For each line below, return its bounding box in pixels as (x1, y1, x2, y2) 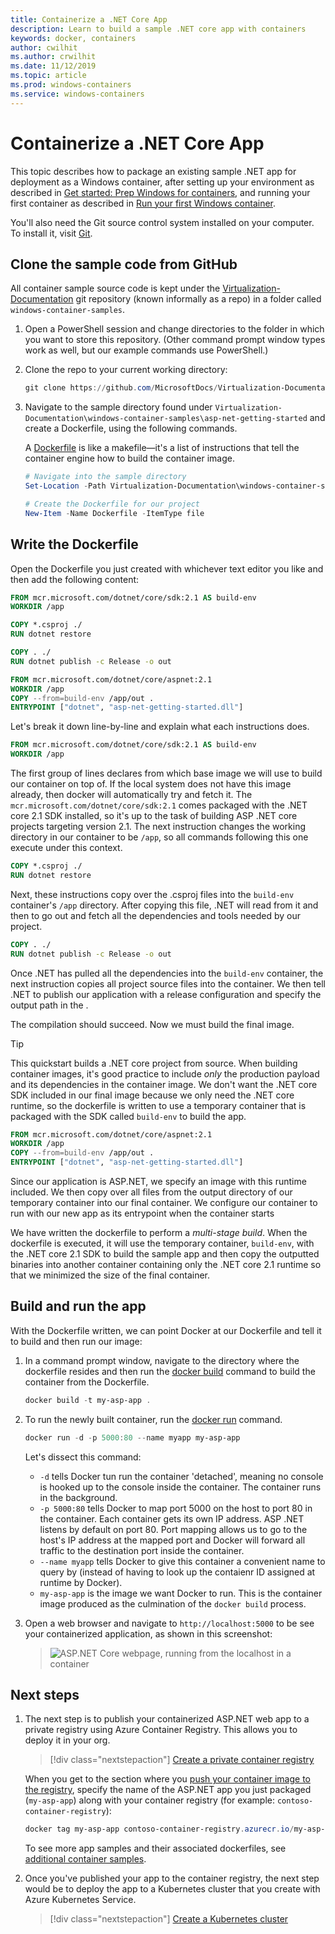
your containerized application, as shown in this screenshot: (24, 1627, 273, 1640)
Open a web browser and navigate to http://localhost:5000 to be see (24, 1617, 315, 1629)
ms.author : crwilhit (10, 52, 97, 62)
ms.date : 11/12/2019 (10, 61, 97, 71)
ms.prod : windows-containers (10, 80, 132, 90)
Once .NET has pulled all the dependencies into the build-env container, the (10, 967, 324, 979)
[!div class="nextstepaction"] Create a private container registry (49, 1754, 315, 1766)
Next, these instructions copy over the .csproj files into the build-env (10, 888, 295, 900)
